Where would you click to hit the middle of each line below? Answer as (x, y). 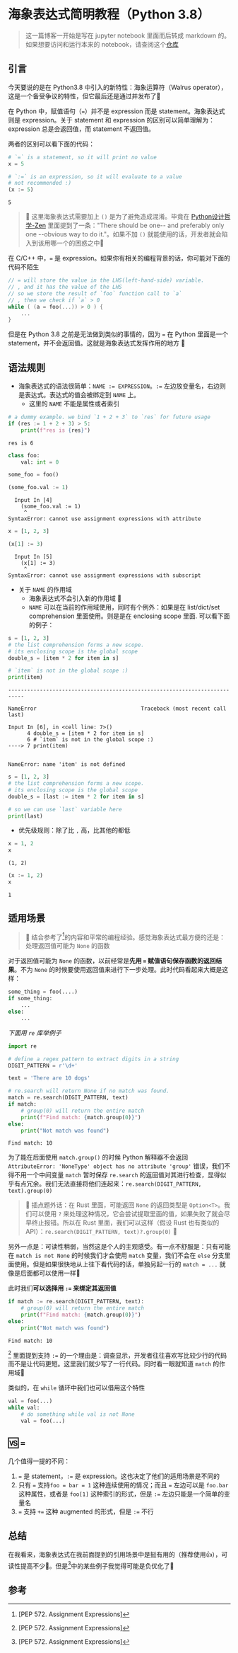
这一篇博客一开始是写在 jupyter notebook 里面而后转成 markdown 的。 (128, 35)
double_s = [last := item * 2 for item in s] (76, 796)
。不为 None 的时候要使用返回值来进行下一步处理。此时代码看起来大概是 (118, 970)
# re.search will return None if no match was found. (89, 1091)
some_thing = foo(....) (43, 992)
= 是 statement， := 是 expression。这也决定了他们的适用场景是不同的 (119, 1476)
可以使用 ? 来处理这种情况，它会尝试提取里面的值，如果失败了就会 (128, 1214)
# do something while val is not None (78, 1414)
